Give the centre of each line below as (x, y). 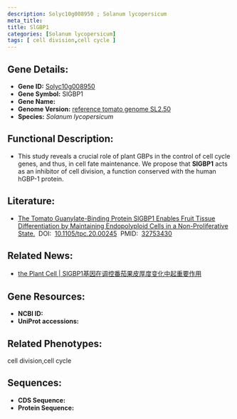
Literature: (31, 201)
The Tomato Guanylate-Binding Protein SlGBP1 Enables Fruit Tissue (116, 218)
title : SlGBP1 (28, 27)
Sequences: (35, 383)
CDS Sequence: (42, 400)
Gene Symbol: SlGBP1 (50, 94)
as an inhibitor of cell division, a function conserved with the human (117, 171)
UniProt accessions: (48, 322)
